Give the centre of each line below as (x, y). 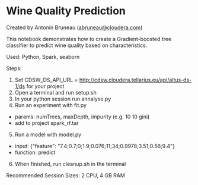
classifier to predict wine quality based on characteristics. (77, 45)
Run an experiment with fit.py (51, 105)
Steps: (14, 68)
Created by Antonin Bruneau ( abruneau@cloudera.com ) (74, 27)
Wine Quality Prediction (66, 11)
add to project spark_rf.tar (47, 123)
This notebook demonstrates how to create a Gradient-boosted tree (89, 39)
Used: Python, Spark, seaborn (43, 57)
